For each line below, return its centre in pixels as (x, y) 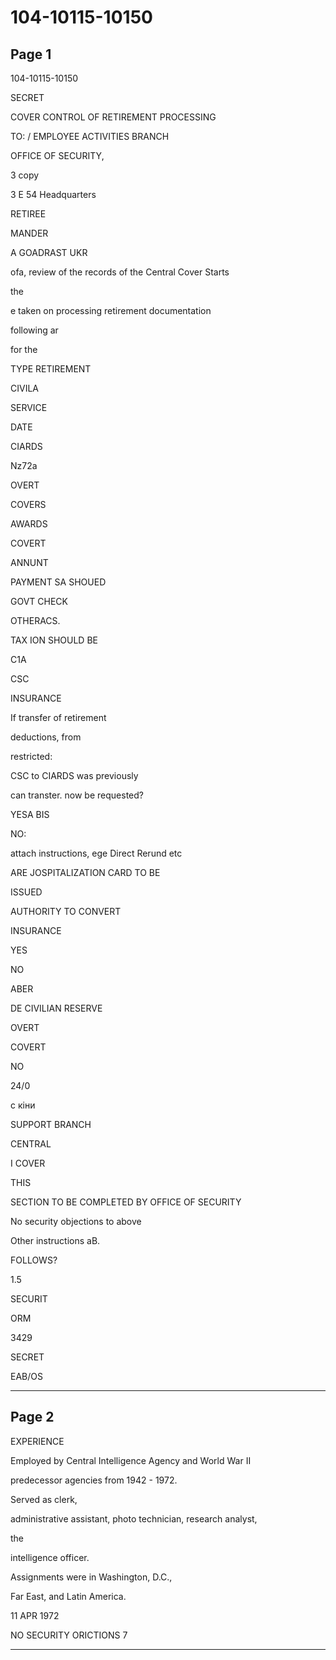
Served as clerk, (44, 1499)
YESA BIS (30, 814)
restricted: (31, 756)
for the (24, 349)
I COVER (28, 1163)
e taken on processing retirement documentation (111, 310)
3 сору (25, 175)
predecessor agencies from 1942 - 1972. (94, 1480)
